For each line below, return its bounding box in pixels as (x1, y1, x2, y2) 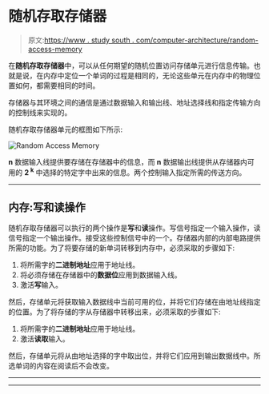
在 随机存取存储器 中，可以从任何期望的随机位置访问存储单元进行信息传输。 (8, 61, 254, 70)
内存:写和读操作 (8, 201, 86, 214)
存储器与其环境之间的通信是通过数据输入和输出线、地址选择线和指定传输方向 (8, 98, 261, 107)
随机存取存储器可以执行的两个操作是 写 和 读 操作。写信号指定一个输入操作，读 (8, 223, 261, 233)
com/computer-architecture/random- (135, 35, 259, 45)
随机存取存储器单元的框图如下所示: (8, 125, 123, 134)
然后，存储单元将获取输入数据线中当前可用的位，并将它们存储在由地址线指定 (8, 297, 261, 307)
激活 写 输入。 (19, 281, 62, 290)
